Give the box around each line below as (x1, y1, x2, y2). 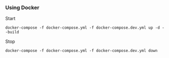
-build (5, 30, 19, 35)
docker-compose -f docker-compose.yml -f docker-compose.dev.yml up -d (5, 25, 160, 30)
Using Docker (5, 4, 40, 11)
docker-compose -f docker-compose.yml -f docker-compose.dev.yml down (5, 48, 158, 53)
